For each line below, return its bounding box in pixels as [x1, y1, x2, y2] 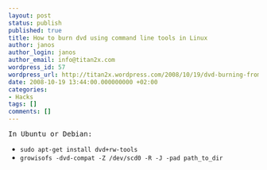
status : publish [8, 19, 62, 27]
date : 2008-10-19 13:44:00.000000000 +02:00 [8, 78, 158, 86]
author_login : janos [8, 48, 77, 56]
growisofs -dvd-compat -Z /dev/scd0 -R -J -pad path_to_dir [19, 154, 223, 162]
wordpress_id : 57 [8, 64, 66, 71]
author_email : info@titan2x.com [8, 56, 115, 64]
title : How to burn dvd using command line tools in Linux [8, 33, 208, 42]
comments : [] [8, 108, 52, 116]
